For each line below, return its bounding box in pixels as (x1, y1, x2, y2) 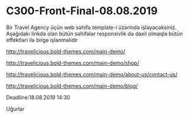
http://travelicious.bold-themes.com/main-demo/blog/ (6, 82, 138, 90)
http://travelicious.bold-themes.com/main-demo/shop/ (6, 59, 139, 66)
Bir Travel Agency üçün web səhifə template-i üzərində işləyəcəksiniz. (6, 24, 177, 31)
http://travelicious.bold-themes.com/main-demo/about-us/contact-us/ (6, 71, 178, 78)
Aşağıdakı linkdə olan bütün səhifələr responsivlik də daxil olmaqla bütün (6, 30, 183, 37)
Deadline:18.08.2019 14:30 (6, 94, 70, 101)
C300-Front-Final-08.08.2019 (6, 4, 158, 18)
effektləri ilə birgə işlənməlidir (6, 36, 78, 43)
